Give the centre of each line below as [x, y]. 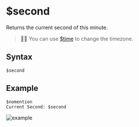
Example [22, 88]
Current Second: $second [36, 107]
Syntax [19, 57]
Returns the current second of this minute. [57, 27]
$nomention [19, 102]
